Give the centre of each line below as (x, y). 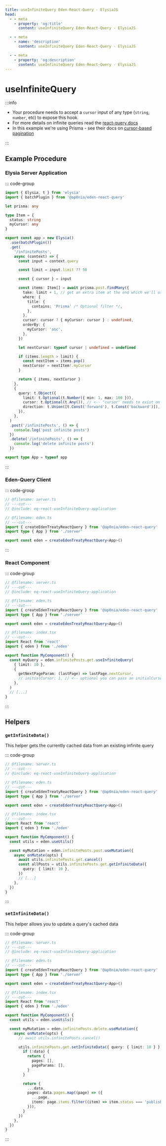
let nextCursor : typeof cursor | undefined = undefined (77, 348)
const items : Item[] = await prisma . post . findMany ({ (74, 288)
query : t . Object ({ (37, 393)
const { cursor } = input (45, 279)
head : (11, 14)
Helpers (18, 722)
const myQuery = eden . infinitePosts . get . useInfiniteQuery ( (72, 660)
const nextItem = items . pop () (54, 361)
